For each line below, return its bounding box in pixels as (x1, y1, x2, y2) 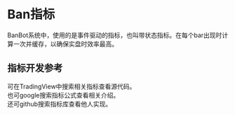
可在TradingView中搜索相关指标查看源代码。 (7, 82, 136, 90)
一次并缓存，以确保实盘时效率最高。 (13, 39, 118, 48)
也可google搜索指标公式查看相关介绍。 (7, 90, 120, 99)
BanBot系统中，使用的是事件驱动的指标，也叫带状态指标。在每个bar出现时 (7, 31, 222, 39)
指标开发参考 (7, 62, 63, 74)
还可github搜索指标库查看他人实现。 (7, 100, 112, 108)
